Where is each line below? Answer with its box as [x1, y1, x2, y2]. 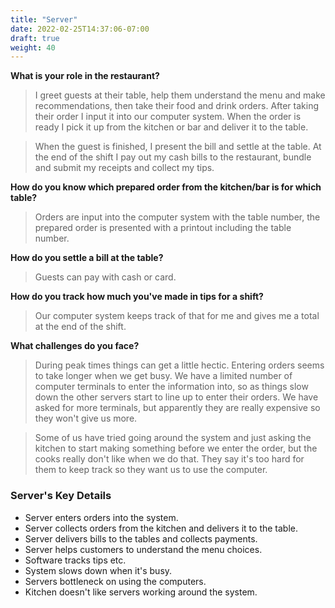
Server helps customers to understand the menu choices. [24, 543, 263, 555]
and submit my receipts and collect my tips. [34, 162, 215, 174]
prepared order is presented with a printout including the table [34, 222, 292, 234]
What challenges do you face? [10, 340, 140, 352]
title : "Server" [10, 14, 78, 25]
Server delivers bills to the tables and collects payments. [24, 532, 258, 545]
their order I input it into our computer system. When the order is [34, 111, 302, 123]
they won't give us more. [34, 412, 138, 425]
